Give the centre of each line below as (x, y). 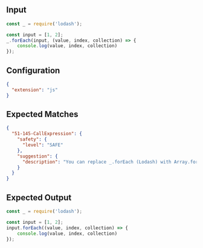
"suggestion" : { (38, 156)
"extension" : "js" (35, 90)
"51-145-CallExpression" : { (47, 134)
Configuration (33, 70)
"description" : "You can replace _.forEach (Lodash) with (97, 162)
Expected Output (39, 198)
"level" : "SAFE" (43, 145)
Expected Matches (42, 114)
